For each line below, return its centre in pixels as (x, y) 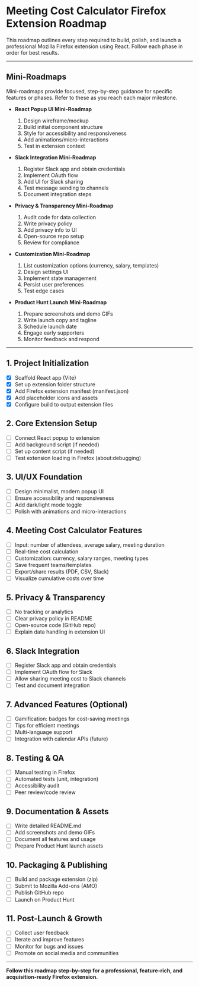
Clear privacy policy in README (54, 619)
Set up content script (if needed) (54, 451)
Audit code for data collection (60, 217)
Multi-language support (44, 732)
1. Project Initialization (48, 363)
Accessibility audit (37, 786)
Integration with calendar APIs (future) (61, 739)
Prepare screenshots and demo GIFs (68, 314)
